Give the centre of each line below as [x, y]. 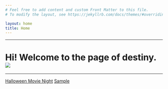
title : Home [17, 28]
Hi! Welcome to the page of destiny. [81, 57]
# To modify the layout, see [35, 14]
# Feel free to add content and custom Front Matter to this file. [77, 10]
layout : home [19, 23]
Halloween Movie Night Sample [37, 81]
